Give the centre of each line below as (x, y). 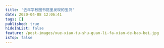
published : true (22, 24)
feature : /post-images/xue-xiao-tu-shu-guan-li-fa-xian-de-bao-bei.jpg (82, 33)
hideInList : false (24, 28)
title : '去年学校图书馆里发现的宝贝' (40, 10)
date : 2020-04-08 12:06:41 (34, 14)
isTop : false (19, 38)
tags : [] (14, 19)
